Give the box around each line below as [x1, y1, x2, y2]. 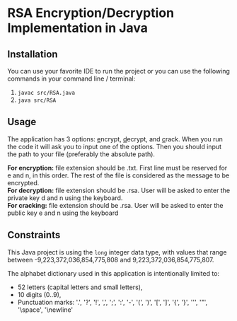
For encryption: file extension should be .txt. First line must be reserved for [7, 163, 228, 172]
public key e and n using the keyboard [7, 209, 119, 217]
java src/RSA [17, 97, 57, 104]
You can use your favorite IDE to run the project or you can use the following [7, 67, 230, 75]
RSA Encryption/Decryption [7, 5, 175, 21]
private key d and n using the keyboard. [7, 193, 123, 202]
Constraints [7, 229, 61, 241]
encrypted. [7, 178, 40, 187]
